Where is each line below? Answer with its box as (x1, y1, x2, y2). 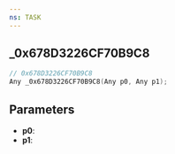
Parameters (9, 102, 75, 117)
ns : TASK (9, 12, 42, 22)
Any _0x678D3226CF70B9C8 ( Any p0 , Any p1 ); (9, 77, 168, 87)
